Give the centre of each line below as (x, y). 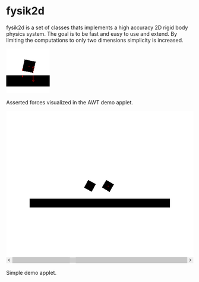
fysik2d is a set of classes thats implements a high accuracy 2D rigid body (97, 27)
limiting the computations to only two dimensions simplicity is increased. (95, 40)
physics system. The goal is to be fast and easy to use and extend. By (92, 33)
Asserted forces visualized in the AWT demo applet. (70, 102)
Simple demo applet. (31, 273)
